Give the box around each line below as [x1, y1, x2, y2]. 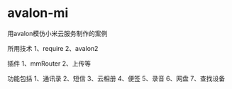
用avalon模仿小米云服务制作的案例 [7, 29, 108, 37]
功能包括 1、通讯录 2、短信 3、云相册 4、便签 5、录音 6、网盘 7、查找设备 [7, 74, 226, 83]
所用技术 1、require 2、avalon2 [7, 44, 99, 52]
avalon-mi [7, 5, 69, 21]
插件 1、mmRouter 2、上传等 [7, 59, 91, 68]
